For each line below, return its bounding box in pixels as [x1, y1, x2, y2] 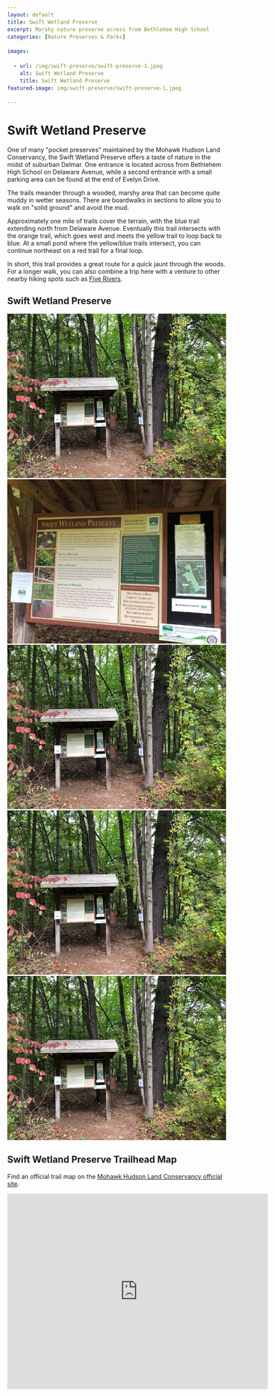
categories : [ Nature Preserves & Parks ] [7, 33, 126, 40]
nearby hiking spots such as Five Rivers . [7, 275, 123, 283]
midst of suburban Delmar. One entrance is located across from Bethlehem [7, 161, 222, 169]
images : [7, 48, 30, 55]
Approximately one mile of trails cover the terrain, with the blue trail [7, 217, 200, 225]
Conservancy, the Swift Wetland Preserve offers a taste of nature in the [7, 153, 211, 161]
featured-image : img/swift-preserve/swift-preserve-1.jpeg [7, 84, 182, 92]
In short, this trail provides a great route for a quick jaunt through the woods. [7, 260, 226, 268]
